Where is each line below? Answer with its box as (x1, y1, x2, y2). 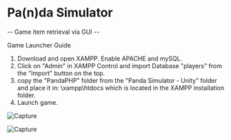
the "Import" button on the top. (17, 69, 106, 77)
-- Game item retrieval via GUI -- (7, 28, 100, 36)
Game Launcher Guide (7, 41, 71, 49)
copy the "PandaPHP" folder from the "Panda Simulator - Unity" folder (17, 76, 217, 84)
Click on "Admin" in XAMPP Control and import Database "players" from (17, 61, 223, 70)
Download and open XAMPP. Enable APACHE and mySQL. (17, 54, 183, 63)
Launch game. (17, 98, 59, 106)
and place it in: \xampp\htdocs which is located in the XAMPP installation (17, 83, 225, 92)
